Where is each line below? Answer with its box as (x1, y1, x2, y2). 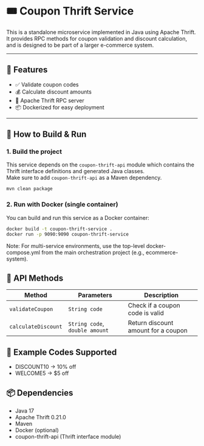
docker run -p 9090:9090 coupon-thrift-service (6, 232, 129, 238)
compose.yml (6, 249, 41, 256)
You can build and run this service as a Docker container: (6, 214, 150, 221)
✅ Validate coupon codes (15, 81, 79, 88)
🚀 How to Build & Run (6, 129, 87, 140)
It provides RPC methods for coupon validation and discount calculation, (6, 35, 187, 42)
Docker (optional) (15, 426, 59, 434)
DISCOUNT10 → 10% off (15, 363, 76, 370)
